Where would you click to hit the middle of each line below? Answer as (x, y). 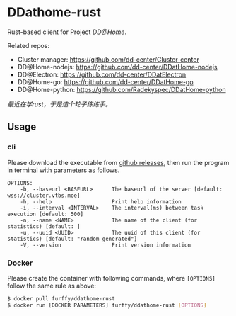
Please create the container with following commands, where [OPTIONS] (111, 278)
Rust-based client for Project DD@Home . (67, 32)
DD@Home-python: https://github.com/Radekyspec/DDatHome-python (122, 89)
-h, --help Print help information (101, 202)
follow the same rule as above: (52, 286)
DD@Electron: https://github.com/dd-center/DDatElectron (102, 74)
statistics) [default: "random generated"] (72, 239)
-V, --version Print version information (106, 245)
